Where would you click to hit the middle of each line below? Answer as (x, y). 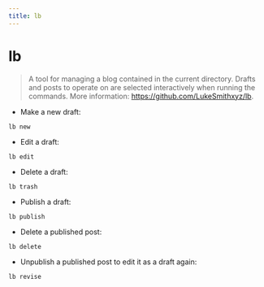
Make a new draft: (50, 111)
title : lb (25, 16)
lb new (19, 127)
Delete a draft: (44, 172)
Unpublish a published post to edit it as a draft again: (108, 262)
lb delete (25, 246)
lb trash (23, 187)
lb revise (25, 276)
